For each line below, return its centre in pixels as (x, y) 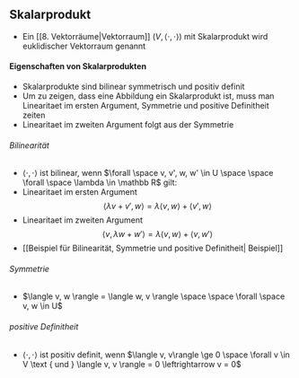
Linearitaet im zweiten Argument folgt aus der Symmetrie (128, 125)
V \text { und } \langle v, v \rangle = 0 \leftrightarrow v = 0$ (132, 364)
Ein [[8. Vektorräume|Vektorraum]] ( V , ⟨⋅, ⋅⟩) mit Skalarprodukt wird (145, 36)
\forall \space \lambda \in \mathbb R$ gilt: (100, 182)
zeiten (34, 115)
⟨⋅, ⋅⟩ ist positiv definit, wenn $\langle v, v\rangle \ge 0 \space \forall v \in (156, 355)
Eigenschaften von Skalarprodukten (78, 66)
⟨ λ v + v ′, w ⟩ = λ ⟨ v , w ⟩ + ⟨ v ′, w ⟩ (158, 207)
